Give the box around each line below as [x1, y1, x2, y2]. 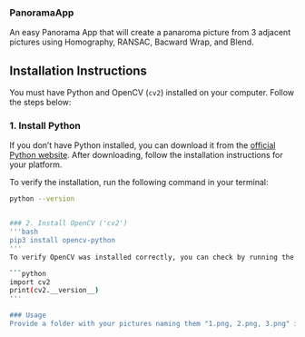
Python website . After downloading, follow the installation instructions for [9, 150, 283, 161]
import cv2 [9, 277, 51, 287]
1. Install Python [9, 120, 82, 133]
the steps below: [9, 97, 72, 108]
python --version [9, 194, 75, 203]
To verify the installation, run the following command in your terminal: [9, 177, 269, 188]
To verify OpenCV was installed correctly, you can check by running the [9, 253, 295, 262]
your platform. [9, 159, 63, 170]
